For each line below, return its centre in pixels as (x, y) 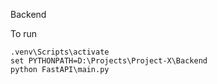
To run (24, 33)
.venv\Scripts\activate (60, 52)
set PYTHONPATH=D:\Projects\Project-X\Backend (109, 61)
